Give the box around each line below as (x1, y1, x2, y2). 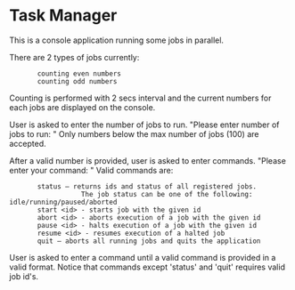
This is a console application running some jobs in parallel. (9, 35, 225, 45)
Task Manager (9, 5, 118, 26)
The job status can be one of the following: (80, 189, 253, 198)
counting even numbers (37, 68, 122, 78)
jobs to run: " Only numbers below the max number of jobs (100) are (9, 128, 259, 139)
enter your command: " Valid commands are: (9, 165, 174, 175)
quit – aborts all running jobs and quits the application (37, 237, 261, 246)
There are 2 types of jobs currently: (9, 52, 140, 62)
